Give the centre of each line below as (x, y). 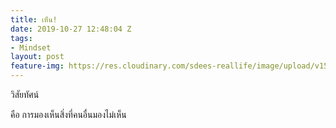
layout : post (37, 57)
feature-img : (37, 66)
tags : (21, 38)
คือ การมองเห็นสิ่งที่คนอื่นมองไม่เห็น (68, 114)
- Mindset (31, 47)
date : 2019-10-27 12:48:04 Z (71, 29)
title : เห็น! (34, 19)
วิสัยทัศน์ (25, 94)
